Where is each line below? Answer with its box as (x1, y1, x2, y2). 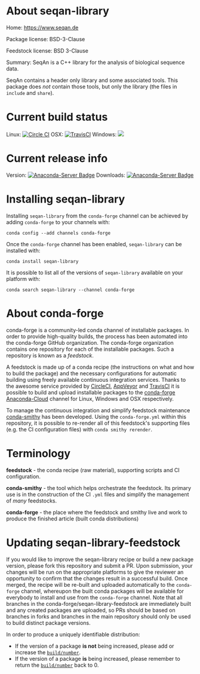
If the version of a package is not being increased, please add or (14, 642, 174, 650)
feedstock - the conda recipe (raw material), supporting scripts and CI (6, 466, 180, 473)
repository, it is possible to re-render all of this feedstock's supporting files (6, 419, 190, 427)
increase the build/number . (14, 648, 81, 655)
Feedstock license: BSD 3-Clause (6, 47, 88, 54)
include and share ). (6, 89, 54, 96)
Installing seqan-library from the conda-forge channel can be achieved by (6, 212, 189, 219)
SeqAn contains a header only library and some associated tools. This (6, 76, 178, 84)
